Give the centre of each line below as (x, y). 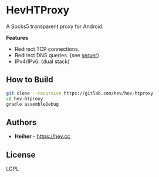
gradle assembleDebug (33, 104)
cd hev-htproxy (25, 99)
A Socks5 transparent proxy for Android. (55, 26)
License (21, 155)
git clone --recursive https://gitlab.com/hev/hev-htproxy (80, 93)
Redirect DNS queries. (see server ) (57, 55)
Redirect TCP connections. (47, 49)
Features (17, 37)
